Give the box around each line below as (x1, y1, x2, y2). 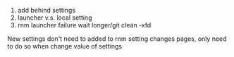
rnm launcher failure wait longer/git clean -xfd (17, 21, 152, 29)
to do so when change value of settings (7, 42, 122, 50)
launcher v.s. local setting (17, 13, 92, 22)
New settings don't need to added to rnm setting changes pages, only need (7, 34, 227, 43)
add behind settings (17, 6, 76, 14)
